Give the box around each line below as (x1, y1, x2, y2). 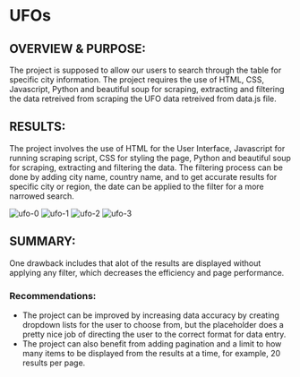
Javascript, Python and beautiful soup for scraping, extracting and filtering (9, 84, 285, 94)
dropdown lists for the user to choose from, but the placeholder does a (21, 319, 284, 330)
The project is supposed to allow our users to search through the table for (9, 64, 282, 75)
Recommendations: (9, 289, 97, 302)
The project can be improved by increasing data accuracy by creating (21, 310, 280, 321)
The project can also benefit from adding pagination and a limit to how (21, 338, 282, 349)
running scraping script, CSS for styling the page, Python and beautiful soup (9, 152, 291, 163)
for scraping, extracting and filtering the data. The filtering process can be (9, 162, 284, 173)
